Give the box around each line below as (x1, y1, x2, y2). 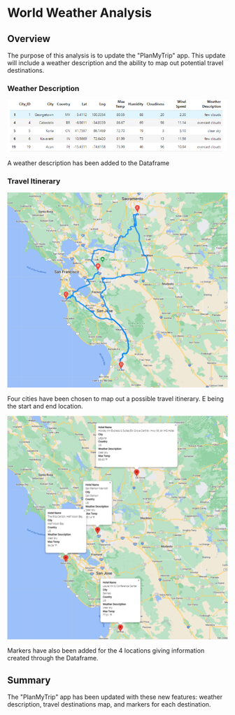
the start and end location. (7, 402, 83, 411)
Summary (7, 674, 51, 686)
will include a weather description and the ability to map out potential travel (7, 59, 224, 67)
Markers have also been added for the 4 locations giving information (7, 646, 205, 655)
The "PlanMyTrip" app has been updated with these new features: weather (7, 693, 223, 701)
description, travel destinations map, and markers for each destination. (7, 700, 211, 709)
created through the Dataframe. (7, 654, 99, 663)
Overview (7, 33, 51, 45)
